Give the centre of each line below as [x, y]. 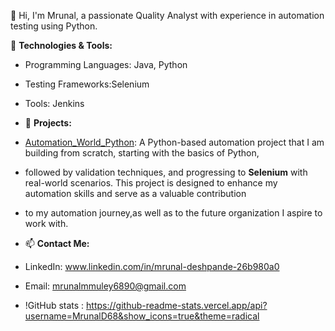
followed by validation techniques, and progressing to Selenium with [166, 172]
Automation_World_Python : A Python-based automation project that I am [174, 142]
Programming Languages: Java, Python [106, 64]
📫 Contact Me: [57, 243]
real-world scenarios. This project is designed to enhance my [151, 183]
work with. [46, 223]
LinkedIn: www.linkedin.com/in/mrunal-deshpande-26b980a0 [152, 266]
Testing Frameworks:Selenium [87, 84]
